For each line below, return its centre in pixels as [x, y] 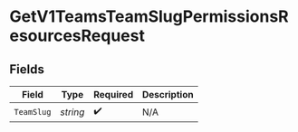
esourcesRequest [77, 36]
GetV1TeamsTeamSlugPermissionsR [149, 17]
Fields [27, 69]
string [72, 112]
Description [168, 94]
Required [114, 94]
